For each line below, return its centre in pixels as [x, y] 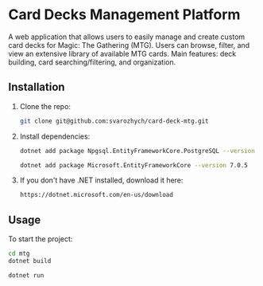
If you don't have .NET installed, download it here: [101, 180]
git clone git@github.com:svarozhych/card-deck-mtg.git [114, 121]
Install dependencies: [55, 136]
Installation [37, 87]
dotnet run [26, 275]
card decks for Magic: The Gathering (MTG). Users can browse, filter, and [129, 45]
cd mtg [19, 254]
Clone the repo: [45, 106]
